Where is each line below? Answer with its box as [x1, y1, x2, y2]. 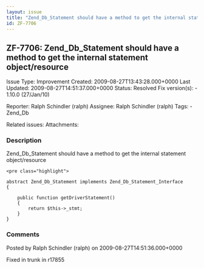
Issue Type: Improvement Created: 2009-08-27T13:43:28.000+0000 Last [6, 78, 191, 85]
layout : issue [6, 9, 42, 15]
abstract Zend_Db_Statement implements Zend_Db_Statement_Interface [6, 179, 183, 185]
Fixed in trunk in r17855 [6, 256, 65, 263]
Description [6, 136, 42, 145]
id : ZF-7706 [6, 20, 36, 26]
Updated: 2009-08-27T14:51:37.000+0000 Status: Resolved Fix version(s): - [6, 85, 198, 92]
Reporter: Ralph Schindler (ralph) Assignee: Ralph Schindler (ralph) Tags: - [6, 103, 193, 110]
